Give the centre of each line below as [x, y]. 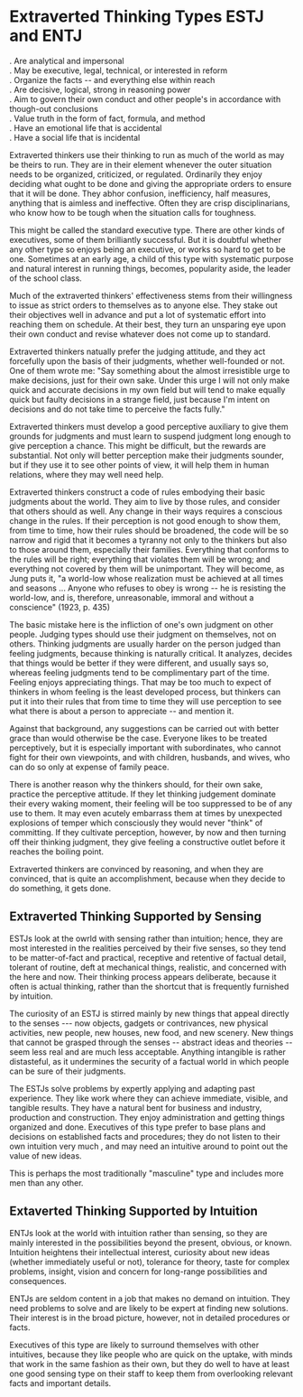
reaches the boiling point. [57, 852]
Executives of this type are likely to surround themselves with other [134, 1345]
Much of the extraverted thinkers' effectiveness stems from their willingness [151, 295]
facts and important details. [60, 1383]
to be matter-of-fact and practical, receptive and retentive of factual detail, [148, 957]
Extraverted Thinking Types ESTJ [137, 17]
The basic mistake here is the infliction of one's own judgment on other [141, 624]
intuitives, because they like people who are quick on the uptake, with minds [151, 1354]
